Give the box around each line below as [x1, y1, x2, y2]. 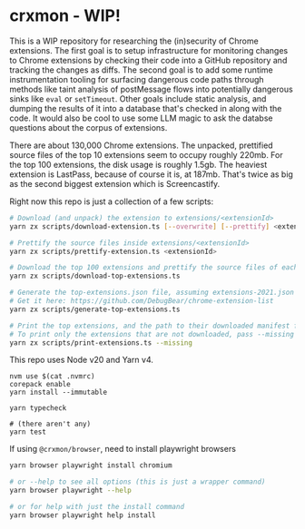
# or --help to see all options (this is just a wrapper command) [9, 477, 266, 486]
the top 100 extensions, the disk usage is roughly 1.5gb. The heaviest [9, 159, 268, 170]
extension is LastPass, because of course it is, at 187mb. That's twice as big [9, 169, 293, 180]
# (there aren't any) [9, 419, 92, 429]
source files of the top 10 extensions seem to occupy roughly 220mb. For [9, 149, 283, 160]
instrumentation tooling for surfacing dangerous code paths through [9, 73, 265, 84]
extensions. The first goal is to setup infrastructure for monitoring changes [9, 44, 289, 55]
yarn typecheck [9, 404, 67, 413]
